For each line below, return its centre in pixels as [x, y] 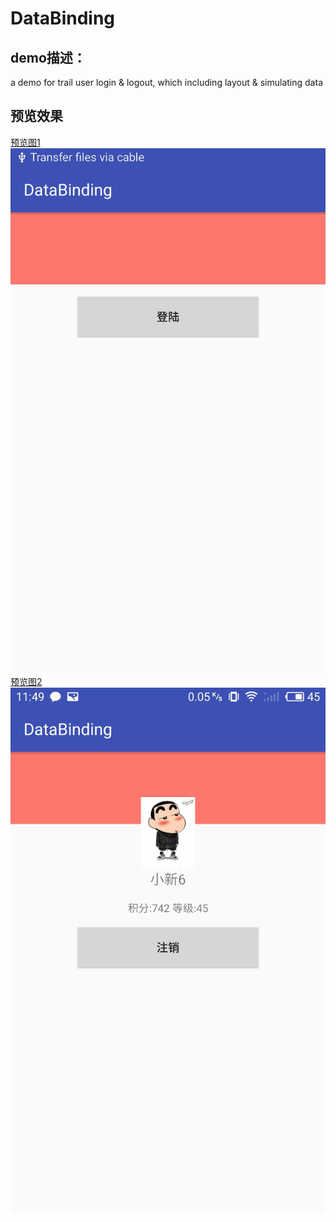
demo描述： [48, 57]
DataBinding [63, 18]
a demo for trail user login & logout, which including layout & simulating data [166, 82]
